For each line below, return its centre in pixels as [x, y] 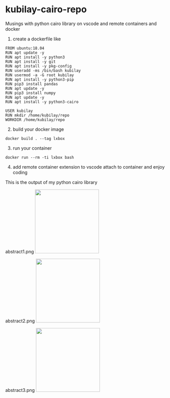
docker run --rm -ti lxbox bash [40, 157]
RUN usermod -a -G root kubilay [40, 75]
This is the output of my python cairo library [52, 182]
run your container [32, 148]
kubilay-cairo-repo [46, 9]
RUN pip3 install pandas [32, 84]
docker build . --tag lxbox [35, 138]
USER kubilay [19, 111]
